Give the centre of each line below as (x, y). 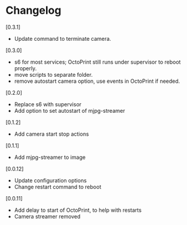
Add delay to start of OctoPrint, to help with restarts (78, 210)
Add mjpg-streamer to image (50, 157)
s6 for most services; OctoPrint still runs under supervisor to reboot (97, 62)
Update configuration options (50, 180)
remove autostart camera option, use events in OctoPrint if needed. (97, 81)
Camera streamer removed (47, 216)
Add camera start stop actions (51, 134)
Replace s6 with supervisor (48, 104)
